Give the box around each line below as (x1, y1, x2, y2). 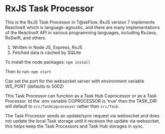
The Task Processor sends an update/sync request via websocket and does (5, 112, 160, 118)
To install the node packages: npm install (5, 59, 90, 65)
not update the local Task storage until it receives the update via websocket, (5, 118, 161, 124)
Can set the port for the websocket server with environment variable (5, 78, 144, 84)
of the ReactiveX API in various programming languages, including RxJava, (5, 29, 157, 35)
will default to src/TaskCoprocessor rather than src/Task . (5, 103, 120, 109)
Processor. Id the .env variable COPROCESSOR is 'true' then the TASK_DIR (5, 98, 157, 104)
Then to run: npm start (5, 68, 51, 74)
